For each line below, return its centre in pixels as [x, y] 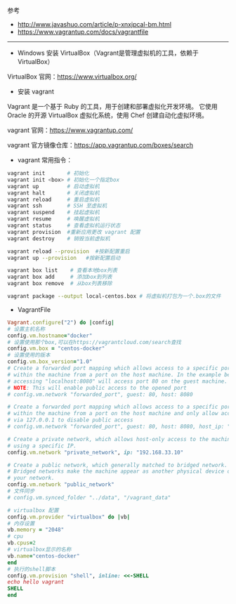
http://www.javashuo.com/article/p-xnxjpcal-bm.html [94, 24]
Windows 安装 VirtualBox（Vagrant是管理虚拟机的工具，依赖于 [108, 53]
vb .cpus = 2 [22, 543]
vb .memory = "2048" [36, 530]
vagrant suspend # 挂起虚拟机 [53, 213]
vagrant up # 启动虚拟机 [53, 186]
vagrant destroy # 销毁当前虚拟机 [59, 238]
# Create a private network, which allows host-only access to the [108, 439]
